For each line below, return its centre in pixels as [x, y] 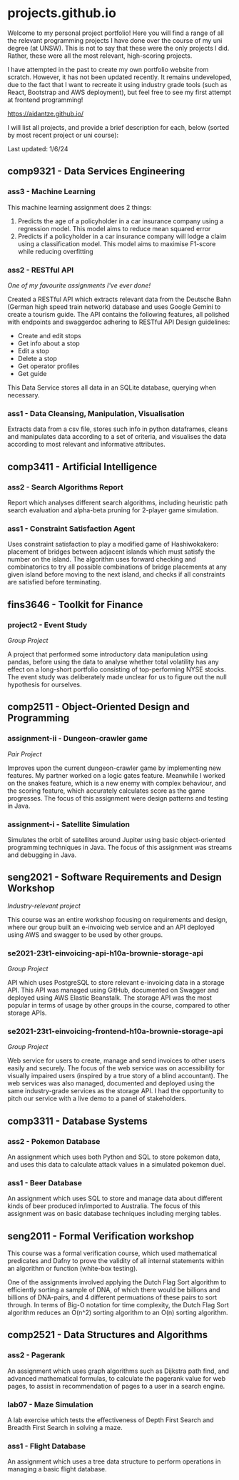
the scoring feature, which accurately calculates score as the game [106, 791]
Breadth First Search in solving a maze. [65, 1428]
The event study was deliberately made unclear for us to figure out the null [117, 676]
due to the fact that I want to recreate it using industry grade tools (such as [117, 84]
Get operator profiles [49, 366]
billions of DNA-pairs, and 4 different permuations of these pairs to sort [112, 1297]
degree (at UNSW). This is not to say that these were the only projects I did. [118, 48]
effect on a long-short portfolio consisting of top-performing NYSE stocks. [117, 669]
